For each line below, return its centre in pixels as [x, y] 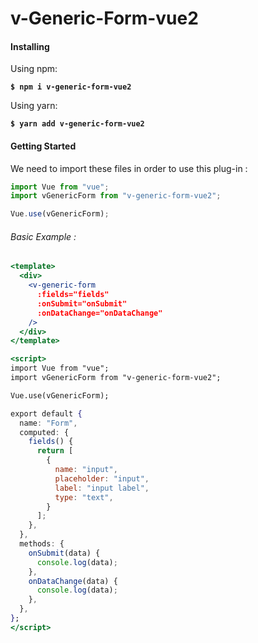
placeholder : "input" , [102, 478]
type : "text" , [84, 497]
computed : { [44, 432]
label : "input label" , [102, 488]
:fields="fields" [73, 295]
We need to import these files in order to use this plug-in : [129, 168]
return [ [55, 451]
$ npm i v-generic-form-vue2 [71, 87]
